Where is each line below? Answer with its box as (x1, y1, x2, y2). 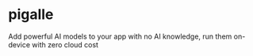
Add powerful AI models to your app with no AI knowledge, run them (8, 32, 232, 41)
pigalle (8, 6, 54, 24)
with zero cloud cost (31, 39, 99, 49)
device (8, 39, 30, 49)
